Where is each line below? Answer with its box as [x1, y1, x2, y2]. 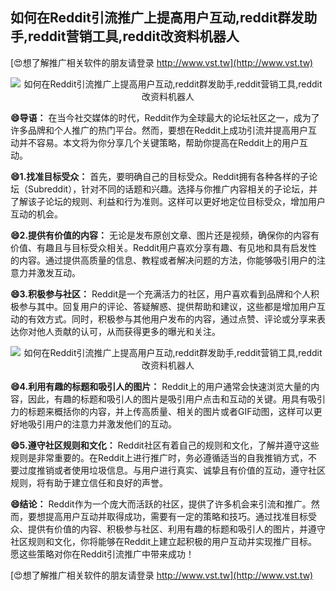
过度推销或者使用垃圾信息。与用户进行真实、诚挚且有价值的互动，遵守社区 [18, 464, 326, 476]
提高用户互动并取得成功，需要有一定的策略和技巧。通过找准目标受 [44, 510, 317, 522]
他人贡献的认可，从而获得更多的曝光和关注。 [36, 325, 221, 337]
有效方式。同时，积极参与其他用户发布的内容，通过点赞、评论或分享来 [27, 313, 317, 325]
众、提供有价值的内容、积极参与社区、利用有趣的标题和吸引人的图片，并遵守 [10, 523, 326, 535]
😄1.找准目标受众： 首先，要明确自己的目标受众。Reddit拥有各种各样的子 [10, 170, 310, 182]
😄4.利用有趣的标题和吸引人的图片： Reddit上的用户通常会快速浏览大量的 [10, 380, 312, 392]
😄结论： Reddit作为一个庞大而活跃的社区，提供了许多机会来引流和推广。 [10, 498, 312, 510]
